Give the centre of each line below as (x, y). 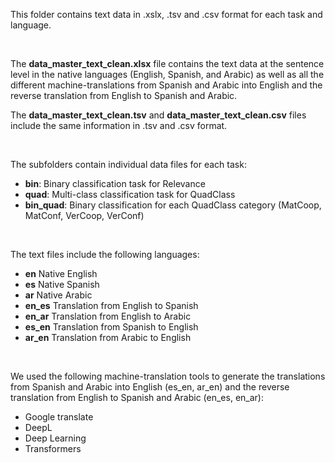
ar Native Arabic (58, 295)
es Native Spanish (62, 284)
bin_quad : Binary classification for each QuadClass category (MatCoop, (173, 205)
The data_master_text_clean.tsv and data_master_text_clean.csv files (158, 115)
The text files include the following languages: (105, 254)
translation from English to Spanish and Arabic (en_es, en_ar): (137, 397)
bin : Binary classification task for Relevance (115, 183)
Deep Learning (55, 438)
